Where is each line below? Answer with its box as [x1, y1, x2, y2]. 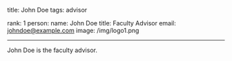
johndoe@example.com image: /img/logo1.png [7, 27, 139, 34]
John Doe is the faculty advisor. [7, 46, 98, 54]
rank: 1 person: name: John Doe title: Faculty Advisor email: [7, 19, 176, 27]
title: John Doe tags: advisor [7, 6, 88, 14]
